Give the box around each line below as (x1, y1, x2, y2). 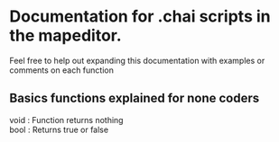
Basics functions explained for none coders (9, 91, 260, 106)
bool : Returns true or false (9, 124, 109, 135)
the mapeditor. (9, 25, 122, 46)
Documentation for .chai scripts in (9, 6, 271, 27)
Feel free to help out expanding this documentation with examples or (9, 55, 265, 66)
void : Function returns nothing (9, 114, 124, 125)
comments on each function (9, 65, 115, 75)
